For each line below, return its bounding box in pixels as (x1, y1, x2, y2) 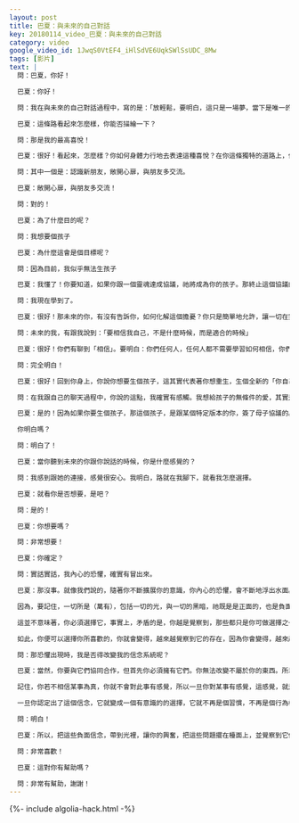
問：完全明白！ (17, 360, 64, 370)
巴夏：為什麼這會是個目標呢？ (17, 248, 110, 257)
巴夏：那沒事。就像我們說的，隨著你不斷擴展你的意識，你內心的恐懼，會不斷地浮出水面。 (17, 586, 295, 595)
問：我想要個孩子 (17, 232, 71, 241)
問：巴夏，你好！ (17, 71, 71, 80)
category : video (9, 37, 69, 47)
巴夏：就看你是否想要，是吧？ (17, 490, 110, 498)
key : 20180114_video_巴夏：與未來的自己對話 (9, 29, 162, 38)
